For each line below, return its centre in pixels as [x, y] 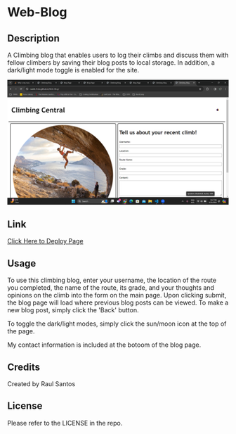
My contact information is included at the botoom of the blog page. [104, 345]
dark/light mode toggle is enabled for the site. [73, 70]
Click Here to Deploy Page [45, 241]
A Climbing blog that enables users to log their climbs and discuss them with [118, 55]
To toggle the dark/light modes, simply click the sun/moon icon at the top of [117, 324]
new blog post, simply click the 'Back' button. [73, 310]
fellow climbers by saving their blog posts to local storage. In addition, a [111, 63]
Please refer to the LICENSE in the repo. [65, 423]
